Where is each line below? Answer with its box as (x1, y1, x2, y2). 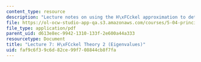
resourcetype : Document (6, 36, 66, 42)
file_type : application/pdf (6, 25, 77, 31)
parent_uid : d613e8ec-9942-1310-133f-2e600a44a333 (6, 31, 135, 37)
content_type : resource (6, 8, 66, 15)
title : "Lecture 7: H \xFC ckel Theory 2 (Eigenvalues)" (6, 42, 146, 48)
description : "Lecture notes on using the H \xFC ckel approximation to (6, 14, 186, 20)
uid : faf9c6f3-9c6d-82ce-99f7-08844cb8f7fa (6, 47, 117, 53)
